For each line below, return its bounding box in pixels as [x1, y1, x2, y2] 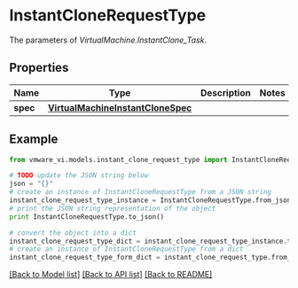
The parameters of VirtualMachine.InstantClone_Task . [9, 35, 207, 45]
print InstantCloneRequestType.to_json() [9, 212, 165, 222]
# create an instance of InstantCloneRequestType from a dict [9, 245, 244, 253]
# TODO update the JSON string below [9, 171, 149, 180]
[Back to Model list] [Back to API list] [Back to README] [9, 269, 213, 280]
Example [9, 132, 59, 147]
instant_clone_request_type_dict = [9, 237, 141, 245]
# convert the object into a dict [9, 228, 137, 237]
